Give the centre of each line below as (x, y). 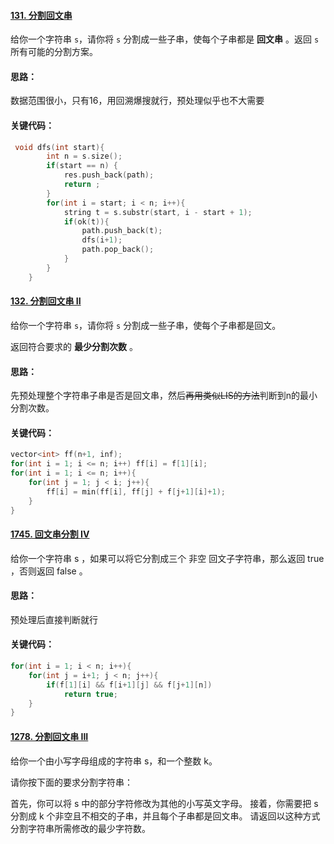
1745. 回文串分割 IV (50, 534)
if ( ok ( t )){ (86, 221)
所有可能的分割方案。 (54, 52)
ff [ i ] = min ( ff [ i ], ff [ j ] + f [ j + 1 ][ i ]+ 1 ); (136, 491)
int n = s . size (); (84, 156)
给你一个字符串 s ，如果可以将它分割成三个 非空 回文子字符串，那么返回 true (167, 558)
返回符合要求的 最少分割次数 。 (74, 346)
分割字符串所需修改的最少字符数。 (80, 828)
